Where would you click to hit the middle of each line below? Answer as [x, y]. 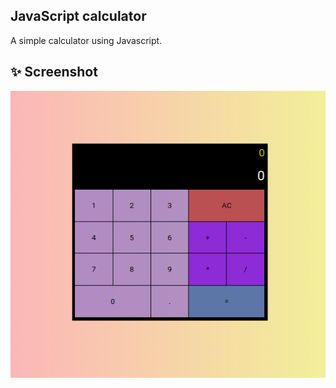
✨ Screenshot [54, 72]
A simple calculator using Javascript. [86, 40]
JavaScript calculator [78, 16]
